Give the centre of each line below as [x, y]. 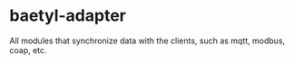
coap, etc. [28, 50]
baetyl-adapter [68, 16]
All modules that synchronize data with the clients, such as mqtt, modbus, [147, 41]
